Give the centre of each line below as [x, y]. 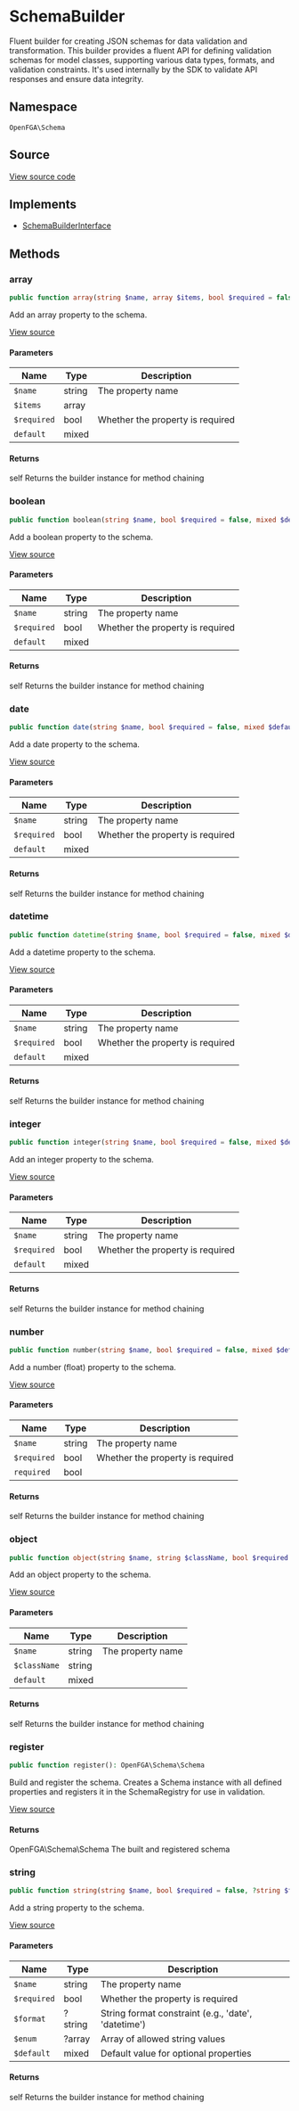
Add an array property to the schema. [78, 315]
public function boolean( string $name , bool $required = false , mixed [143, 520]
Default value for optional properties [176, 2053]
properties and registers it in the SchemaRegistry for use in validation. [137, 1791]
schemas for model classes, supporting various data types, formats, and [142, 60]
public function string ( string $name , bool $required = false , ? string [145, 1891]
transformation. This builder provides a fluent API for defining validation [140, 50]
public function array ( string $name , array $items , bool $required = [141, 298]
